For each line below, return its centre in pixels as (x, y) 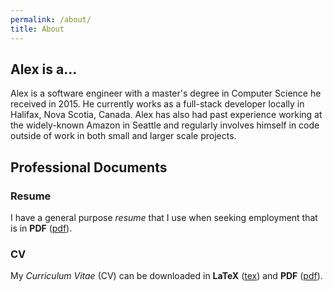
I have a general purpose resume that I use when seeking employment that (164, 217)
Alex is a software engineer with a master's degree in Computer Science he (166, 93)
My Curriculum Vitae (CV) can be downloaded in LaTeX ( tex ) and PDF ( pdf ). (166, 276)
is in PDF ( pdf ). (41, 228)
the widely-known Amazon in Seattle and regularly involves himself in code (165, 125)
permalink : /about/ (51, 19)
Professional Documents (89, 167)
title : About (37, 29)
